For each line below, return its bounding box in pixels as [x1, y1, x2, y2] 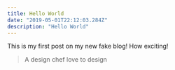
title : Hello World [7, 10, 64, 17]
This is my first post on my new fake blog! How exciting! [7, 42, 169, 51]
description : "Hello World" [7, 23, 90, 30]
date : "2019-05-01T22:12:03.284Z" [7, 17, 108, 24]
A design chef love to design [24, 55, 107, 64]
